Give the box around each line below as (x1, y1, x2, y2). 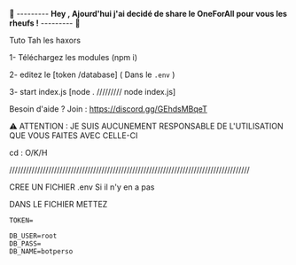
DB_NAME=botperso (9, 247, 74, 256)
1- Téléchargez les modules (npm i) (9, 52, 138, 62)
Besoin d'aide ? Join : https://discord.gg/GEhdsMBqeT (9, 104, 208, 114)
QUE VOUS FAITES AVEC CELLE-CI (9, 130, 138, 141)
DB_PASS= (9, 239, 42, 248)
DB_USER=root (9, 231, 58, 240)
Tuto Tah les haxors (9, 35, 82, 45)
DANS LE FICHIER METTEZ (9, 199, 108, 209)
